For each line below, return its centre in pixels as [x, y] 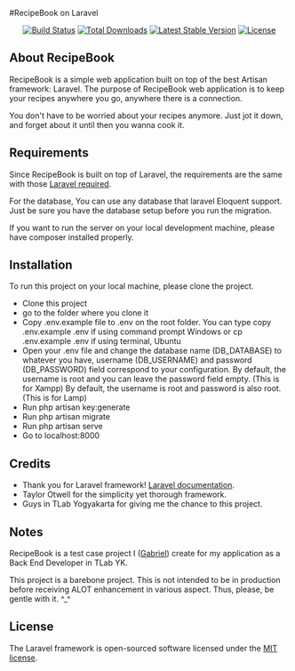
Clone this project [54, 304]
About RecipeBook [62, 58]
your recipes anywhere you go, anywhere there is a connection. [126, 98]
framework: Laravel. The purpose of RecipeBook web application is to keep [147, 89]
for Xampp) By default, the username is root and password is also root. [151, 388]
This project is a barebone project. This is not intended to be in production [145, 580]
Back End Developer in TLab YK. [69, 563]
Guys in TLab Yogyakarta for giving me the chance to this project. [142, 504]
